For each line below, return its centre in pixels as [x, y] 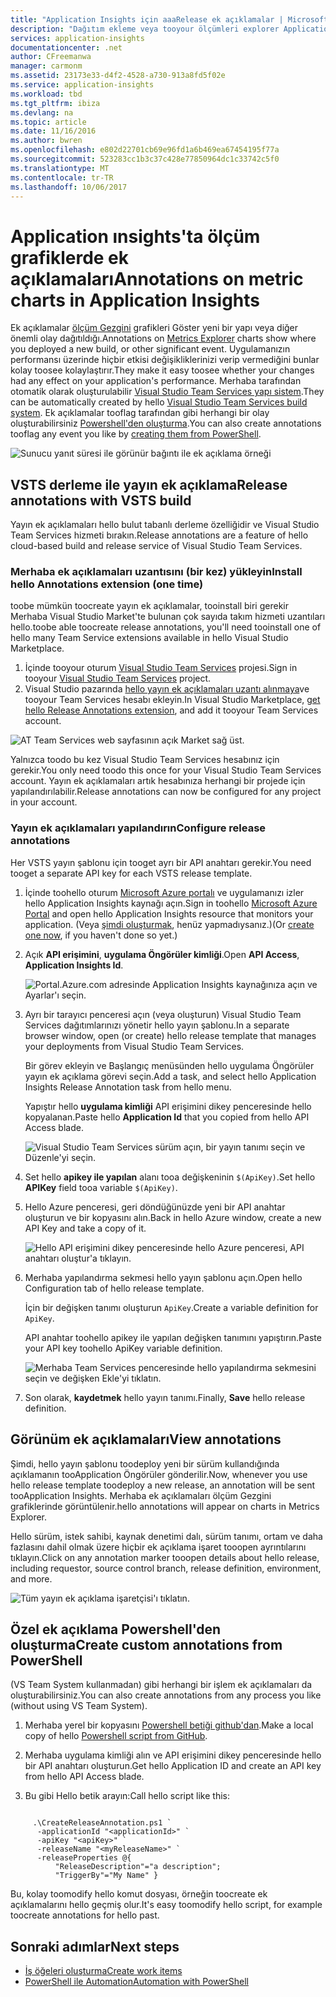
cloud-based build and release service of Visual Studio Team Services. [156, 546]
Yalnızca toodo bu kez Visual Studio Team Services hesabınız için [145, 760]
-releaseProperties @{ [84, 1858]
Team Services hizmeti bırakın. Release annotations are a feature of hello [159, 535]
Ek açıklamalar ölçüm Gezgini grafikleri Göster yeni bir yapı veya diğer [154, 328]
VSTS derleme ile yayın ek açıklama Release [149, 484]
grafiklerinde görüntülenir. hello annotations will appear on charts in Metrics [165, 1506]
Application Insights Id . [74, 965]
